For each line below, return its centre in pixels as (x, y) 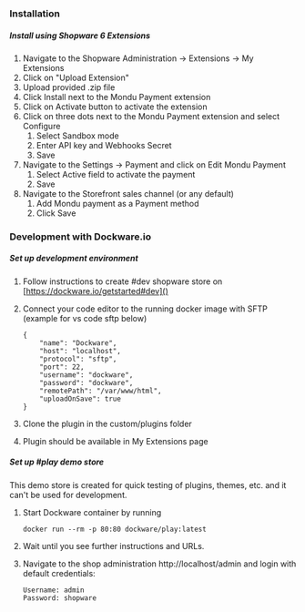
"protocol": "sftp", (78, 359)
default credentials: (59, 573)
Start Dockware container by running (92, 512)
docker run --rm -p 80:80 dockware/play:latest (114, 529)
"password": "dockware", (86, 382)
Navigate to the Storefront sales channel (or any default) (128, 193)
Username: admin (53, 590)
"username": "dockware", (86, 375)
